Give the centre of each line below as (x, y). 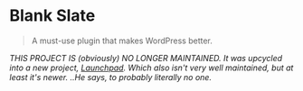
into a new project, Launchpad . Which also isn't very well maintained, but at (151, 68)
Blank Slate (52, 16)
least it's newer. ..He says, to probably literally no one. (111, 77)
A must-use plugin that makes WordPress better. (122, 41)
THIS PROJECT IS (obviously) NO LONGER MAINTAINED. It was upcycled (146, 58)
